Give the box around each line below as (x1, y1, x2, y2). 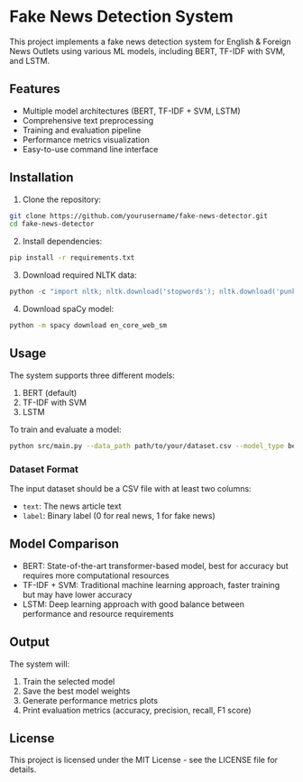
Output (9, 634, 50, 650)
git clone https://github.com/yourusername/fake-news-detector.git (9, 211, 269, 220)
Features (9, 81, 60, 97)
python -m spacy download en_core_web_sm (9, 321, 168, 330)
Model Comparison (9, 537, 120, 552)
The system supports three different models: (9, 370, 176, 381)
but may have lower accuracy (22, 589, 133, 600)
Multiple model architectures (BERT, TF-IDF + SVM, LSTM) (22, 106, 241, 116)
